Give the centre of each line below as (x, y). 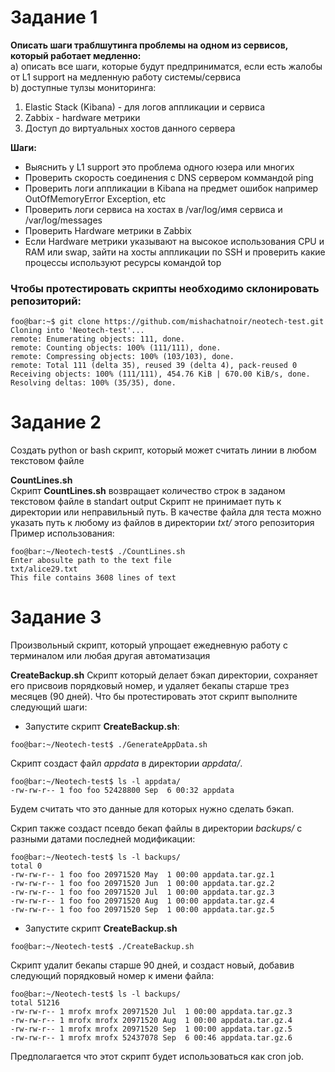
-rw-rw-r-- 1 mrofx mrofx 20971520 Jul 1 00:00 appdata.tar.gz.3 (151, 1012)
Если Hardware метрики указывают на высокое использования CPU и (174, 241)
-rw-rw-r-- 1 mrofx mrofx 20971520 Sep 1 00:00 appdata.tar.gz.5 (151, 1029)
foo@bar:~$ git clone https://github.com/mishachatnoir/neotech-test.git (167, 322)
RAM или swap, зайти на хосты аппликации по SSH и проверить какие (175, 252)
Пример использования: (62, 533)
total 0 (26, 866)
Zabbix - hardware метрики (82, 117)
